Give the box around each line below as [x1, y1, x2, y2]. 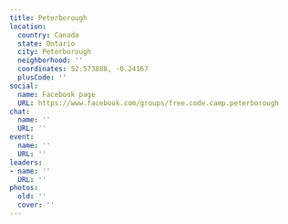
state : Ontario [17, 38, 76, 48]
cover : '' [17, 200, 55, 210]
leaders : [9, 157, 43, 167]
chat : [9, 107, 30, 116]
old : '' [17, 192, 47, 201]
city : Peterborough [17, 48, 92, 57]
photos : [9, 184, 39, 193]
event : [9, 133, 35, 142]
